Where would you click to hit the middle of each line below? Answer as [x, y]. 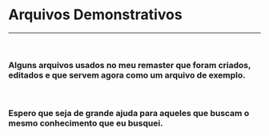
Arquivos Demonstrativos [95, 15]
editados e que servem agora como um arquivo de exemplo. [127, 75]
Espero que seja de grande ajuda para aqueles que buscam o [129, 114]
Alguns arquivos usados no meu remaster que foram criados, [130, 65]
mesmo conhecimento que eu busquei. [86, 123]
